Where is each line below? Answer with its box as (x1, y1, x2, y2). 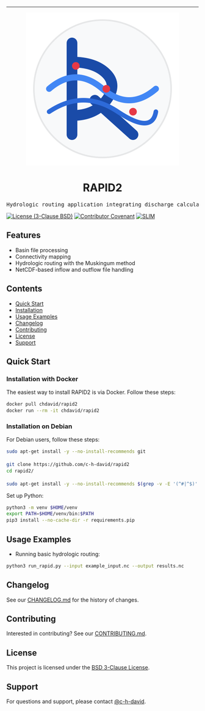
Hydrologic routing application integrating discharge (6, 201, 174, 208)
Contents (6, 283, 43, 294)
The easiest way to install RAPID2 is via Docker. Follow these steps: (6, 388, 176, 396)
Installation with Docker (6, 374, 78, 383)
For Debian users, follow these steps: (6, 436, 100, 443)
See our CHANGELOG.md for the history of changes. (6, 596, 139, 603)
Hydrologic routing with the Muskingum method (15, 259, 135, 266)
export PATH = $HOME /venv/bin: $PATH (6, 511, 95, 517)
